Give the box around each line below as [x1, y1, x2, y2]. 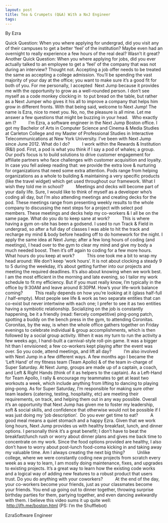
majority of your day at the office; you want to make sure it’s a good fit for [5, 77, 157, 83]
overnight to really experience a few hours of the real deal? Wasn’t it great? [5, 51, 160, 57]
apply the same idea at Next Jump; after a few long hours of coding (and [5, 237, 155, 243]
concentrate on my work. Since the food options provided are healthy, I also [5, 439, 161, 445]
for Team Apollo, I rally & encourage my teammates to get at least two [5, 375, 149, 381]
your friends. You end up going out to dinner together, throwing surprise [5, 486, 154, 493]
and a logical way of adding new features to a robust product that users [5, 471, 152, 477]
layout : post [5, 7, 32, 13]
